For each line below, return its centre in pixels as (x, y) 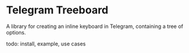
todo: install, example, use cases (46, 44)
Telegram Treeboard (57, 10)
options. (16, 32)
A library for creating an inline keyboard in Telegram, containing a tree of (95, 26)
